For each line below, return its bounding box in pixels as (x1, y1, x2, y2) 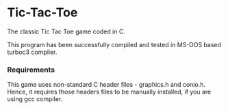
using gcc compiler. (7, 95, 63, 103)
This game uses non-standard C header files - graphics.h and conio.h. (7, 81, 205, 89)
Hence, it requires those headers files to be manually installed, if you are (7, 87, 212, 96)
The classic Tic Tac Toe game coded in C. (7, 27, 125, 36)
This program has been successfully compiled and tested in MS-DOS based (7, 40, 221, 49)
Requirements (7, 65, 55, 74)
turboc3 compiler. (7, 48, 58, 56)
